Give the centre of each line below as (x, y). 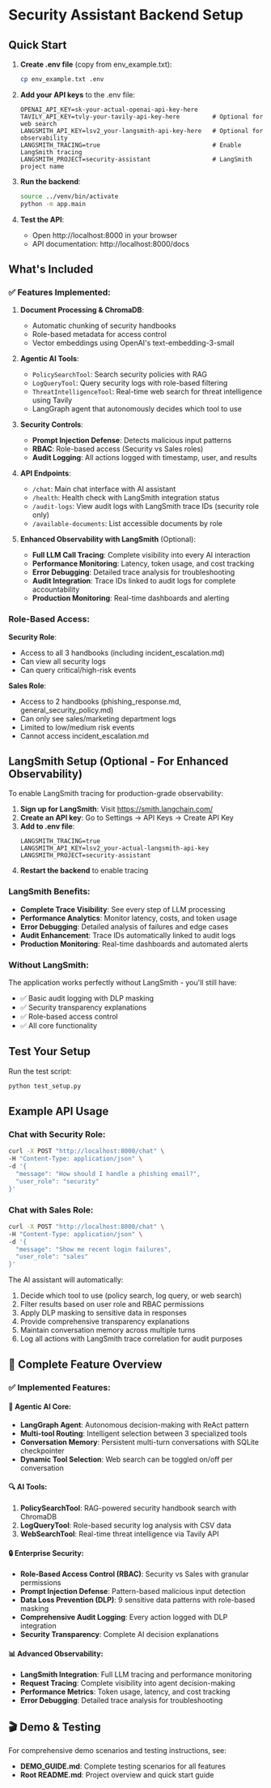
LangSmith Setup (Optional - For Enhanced (119, 761)
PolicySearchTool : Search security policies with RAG (120, 374)
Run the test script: (40, 1071)
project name (42, 166)
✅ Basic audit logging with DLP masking (87, 998)
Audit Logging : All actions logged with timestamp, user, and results (144, 458)
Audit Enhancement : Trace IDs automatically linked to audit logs (128, 935)
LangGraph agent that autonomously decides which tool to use (137, 409)
